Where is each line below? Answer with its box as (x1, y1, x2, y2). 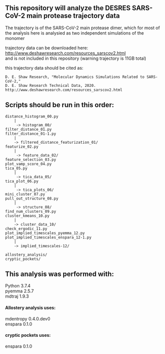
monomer (5, 35, 25, 41)
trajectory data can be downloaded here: (5, 44, 88, 51)
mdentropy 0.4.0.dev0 (5, 315, 50, 321)
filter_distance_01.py (5, 127, 52, 132)
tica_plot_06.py (5, 179, 39, 184)
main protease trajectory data (26, 12, 120, 20)
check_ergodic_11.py (5, 226, 48, 231)
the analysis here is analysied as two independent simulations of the (5, 30, 144, 36)
